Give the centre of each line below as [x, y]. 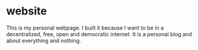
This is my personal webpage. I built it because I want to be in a [85, 28]
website [26, 11]
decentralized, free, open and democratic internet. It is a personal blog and [99, 34]
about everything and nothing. [44, 40]
